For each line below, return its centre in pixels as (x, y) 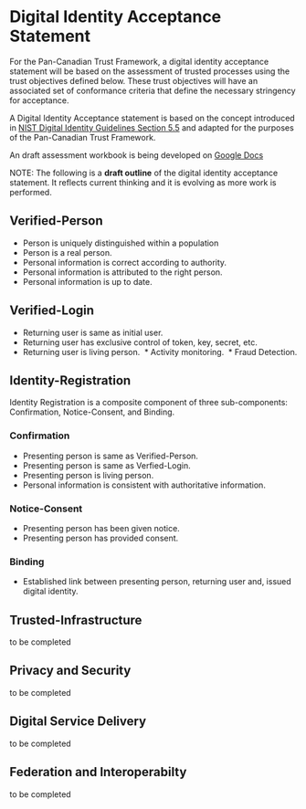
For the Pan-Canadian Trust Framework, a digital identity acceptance (139, 61)
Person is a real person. (67, 252)
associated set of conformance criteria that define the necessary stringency (153, 90)
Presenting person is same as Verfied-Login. (106, 465)
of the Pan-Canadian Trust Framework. (83, 137)
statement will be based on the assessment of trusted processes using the (150, 71)
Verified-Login (52, 311)
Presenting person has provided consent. (100, 538)
